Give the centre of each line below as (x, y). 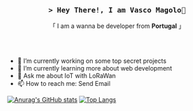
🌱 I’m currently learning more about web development (94, 68)
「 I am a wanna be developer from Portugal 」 (117, 26)
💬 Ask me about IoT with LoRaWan (67, 76)
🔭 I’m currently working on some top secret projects (92, 61)
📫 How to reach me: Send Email (64, 84)
